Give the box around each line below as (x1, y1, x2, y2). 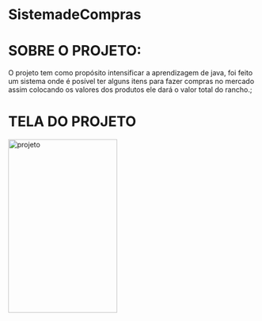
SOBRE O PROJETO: (8, 42, 142, 60)
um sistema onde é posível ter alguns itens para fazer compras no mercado (8, 77, 255, 86)
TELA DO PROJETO (8, 113, 137, 131)
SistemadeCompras (8, 6, 142, 24)
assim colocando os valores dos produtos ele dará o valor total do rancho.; (8, 85, 253, 94)
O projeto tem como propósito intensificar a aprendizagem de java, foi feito (8, 68, 253, 78)
